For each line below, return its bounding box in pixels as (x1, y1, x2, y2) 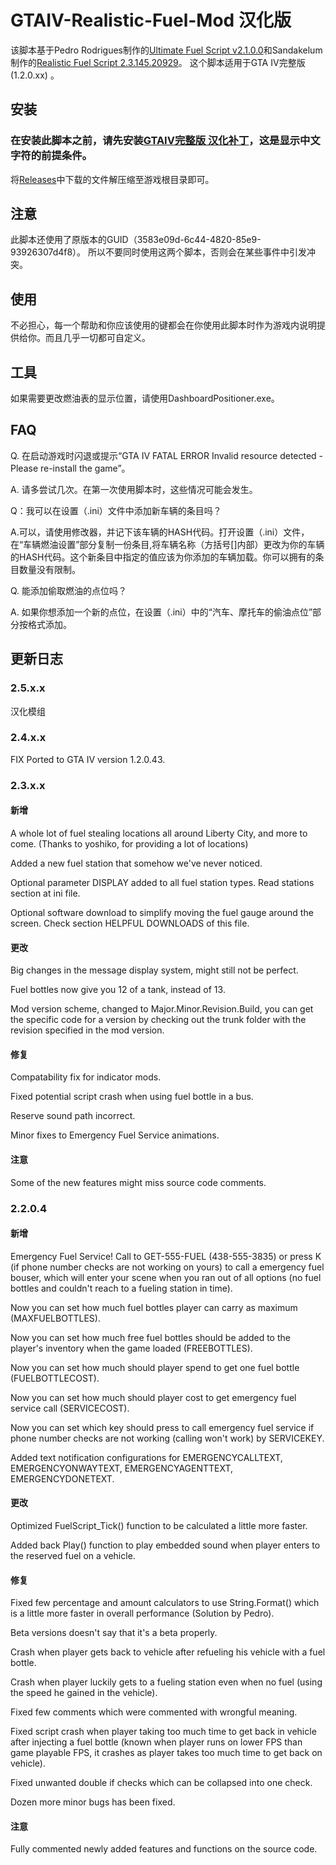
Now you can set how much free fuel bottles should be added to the (10, 1331, 291, 1343)
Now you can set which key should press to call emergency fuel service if (10, 1421, 315, 1433)
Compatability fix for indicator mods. (10, 1071, 162, 1083)
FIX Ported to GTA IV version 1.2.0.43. (10, 753, 166, 765)
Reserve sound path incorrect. (10, 1110, 136, 1122)
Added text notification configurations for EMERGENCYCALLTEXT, (10, 1451, 283, 1463)
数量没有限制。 (18, 563, 81, 575)
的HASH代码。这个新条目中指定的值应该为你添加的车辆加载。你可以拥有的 (10, 551, 316, 563)
